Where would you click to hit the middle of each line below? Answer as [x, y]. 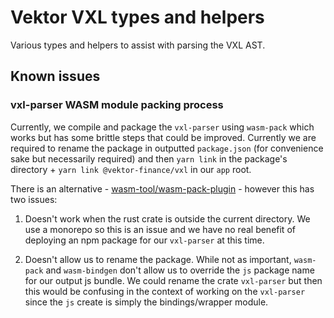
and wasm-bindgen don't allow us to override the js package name [180, 270]
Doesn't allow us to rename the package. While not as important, [158, 259]
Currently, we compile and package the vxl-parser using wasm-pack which [162, 127]
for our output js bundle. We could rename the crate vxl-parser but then [173, 280]
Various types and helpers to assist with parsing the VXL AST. [138, 45]
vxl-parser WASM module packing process [117, 105]
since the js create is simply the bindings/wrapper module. [146, 302]
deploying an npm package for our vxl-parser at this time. [144, 240]
